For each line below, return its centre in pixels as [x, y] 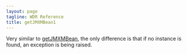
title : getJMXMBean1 [31, 22]
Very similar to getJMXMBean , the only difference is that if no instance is [94, 39]
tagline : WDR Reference [35, 17]
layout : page [22, 11]
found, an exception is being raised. [49, 45]
